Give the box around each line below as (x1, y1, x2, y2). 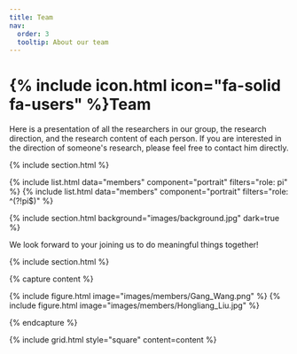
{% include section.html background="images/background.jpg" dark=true (9, 213, 280, 224)
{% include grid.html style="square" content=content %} (9, 335, 217, 345)
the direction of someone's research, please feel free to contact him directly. (9, 142, 289, 153)
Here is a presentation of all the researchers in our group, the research (9, 124, 268, 135)
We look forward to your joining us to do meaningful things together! (9, 240, 259, 250)
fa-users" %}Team (9, 95, 152, 115)
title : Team (9, 12, 53, 22)
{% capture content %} (9, 273, 94, 284)
